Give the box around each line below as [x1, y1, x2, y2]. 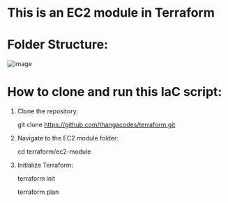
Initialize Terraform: [17, 161, 74, 170]
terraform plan [17, 188, 59, 196]
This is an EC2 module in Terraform [7, 5, 215, 21]
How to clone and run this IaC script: [7, 84, 222, 100]
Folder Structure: [7, 37, 109, 53]
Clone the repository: [17, 107, 79, 115]
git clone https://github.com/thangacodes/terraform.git [17, 120, 176, 129]
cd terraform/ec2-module [17, 147, 91, 156]
